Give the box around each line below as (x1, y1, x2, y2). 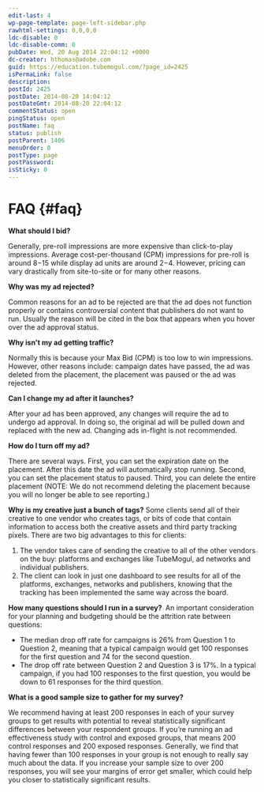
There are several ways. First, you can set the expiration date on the (8, 456, 229, 466)
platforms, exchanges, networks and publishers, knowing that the (19, 579, 232, 589)
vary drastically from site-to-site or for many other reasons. (8, 266, 202, 276)
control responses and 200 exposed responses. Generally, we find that (8, 741, 239, 751)
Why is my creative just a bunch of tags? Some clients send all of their (8, 505, 240, 515)
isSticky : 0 (8, 166, 47, 174)
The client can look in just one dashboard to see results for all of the (19, 571, 241, 580)
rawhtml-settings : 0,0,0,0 (8, 26, 97, 34)
